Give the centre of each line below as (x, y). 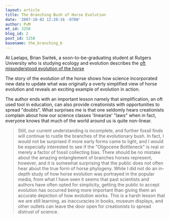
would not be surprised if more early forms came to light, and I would (90, 141)
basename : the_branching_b (34, 43)
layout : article (22, 10)
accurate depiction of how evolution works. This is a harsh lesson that (91, 195)
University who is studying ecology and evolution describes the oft (76, 63)
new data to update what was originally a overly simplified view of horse (81, 84)
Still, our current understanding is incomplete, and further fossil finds (90, 130)
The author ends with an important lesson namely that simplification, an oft (84, 99)
